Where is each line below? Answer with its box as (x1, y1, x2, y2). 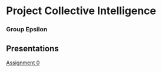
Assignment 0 (6, 59, 40, 66)
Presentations (6, 43, 59, 54)
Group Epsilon (6, 25, 48, 34)
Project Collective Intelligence (6, 4, 156, 18)
